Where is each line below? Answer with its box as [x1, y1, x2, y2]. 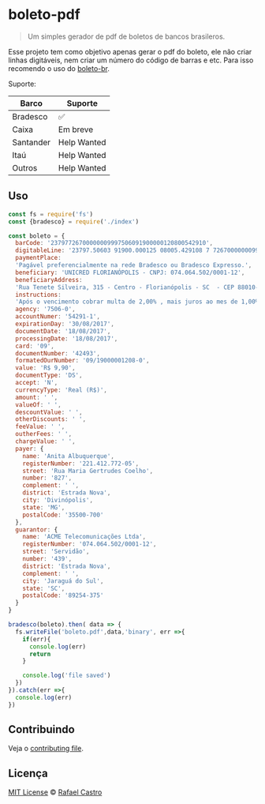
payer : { [15, 445, 44, 453]
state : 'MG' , [22, 503, 65, 511]
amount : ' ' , [15, 393, 58, 401]
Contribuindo [8, 723, 75, 736]
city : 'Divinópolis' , [22, 496, 93, 504]
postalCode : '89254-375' [22, 592, 104, 599]
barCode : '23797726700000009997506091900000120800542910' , [15, 239, 214, 247]
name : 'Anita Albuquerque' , [22, 452, 114, 460]
